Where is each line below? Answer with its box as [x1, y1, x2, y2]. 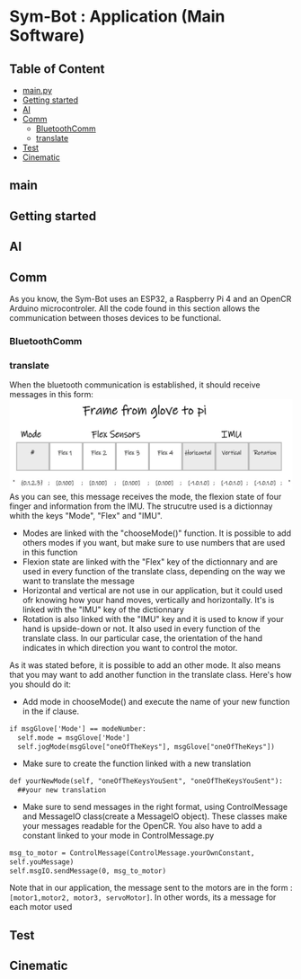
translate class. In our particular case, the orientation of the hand [22, 633, 263, 644]
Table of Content [9, 61, 105, 76]
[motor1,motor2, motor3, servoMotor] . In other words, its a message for [9, 892, 277, 903]
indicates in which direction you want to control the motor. [22, 643, 238, 654]
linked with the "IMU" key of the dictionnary [22, 604, 184, 615]
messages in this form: [9, 389, 94, 400]
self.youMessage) [9, 858, 75, 867]
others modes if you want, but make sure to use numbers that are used [22, 538, 286, 548]
